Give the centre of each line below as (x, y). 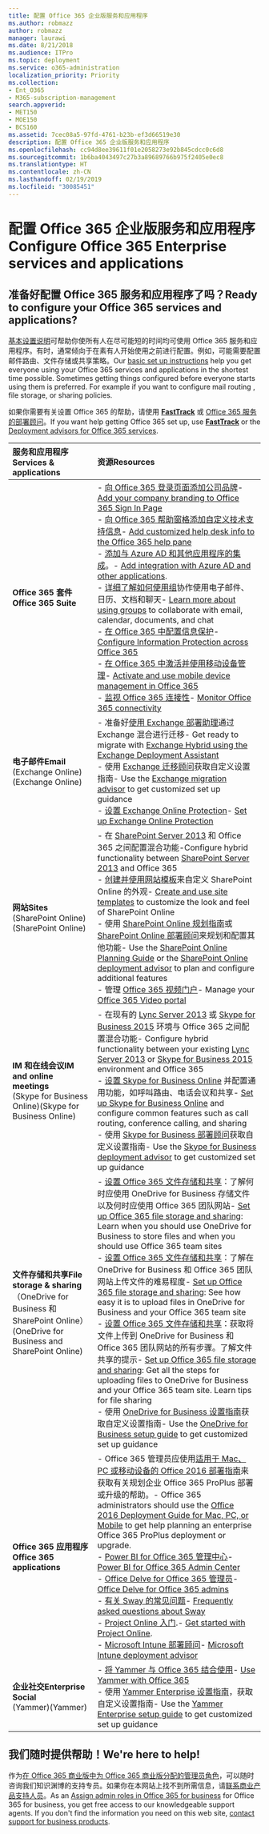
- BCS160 (23, 127)
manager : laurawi (37, 38)
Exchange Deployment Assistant (158, 755)
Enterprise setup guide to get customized (175, 1714)
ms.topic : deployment (44, 61)
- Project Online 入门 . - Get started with (171, 1623)
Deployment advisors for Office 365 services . (83, 430)
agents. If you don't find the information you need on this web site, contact (131, 1812)
